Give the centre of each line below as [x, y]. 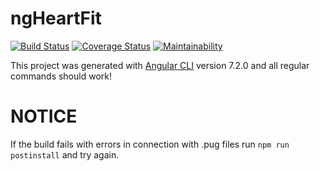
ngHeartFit [56, 18]
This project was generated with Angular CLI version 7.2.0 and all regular [160, 65]
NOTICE [44, 116]
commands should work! [61, 76]
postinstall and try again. [65, 154]
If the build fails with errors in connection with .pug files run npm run [150, 144]
